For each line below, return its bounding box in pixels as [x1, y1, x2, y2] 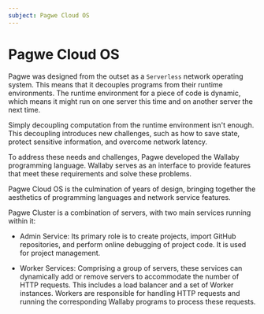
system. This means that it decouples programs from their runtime [8, 79, 223, 89]
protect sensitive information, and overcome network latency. [8, 137, 207, 146]
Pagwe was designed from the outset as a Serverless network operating [8, 72, 244, 81]
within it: [8, 216, 36, 225]
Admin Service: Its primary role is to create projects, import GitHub [19, 231, 236, 241]
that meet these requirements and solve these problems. [8, 168, 191, 178]
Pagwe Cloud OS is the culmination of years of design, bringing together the [8, 184, 256, 194]
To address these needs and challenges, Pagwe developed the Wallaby [8, 152, 240, 161]
